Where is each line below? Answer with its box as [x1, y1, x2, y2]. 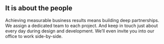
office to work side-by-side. [5, 33, 63, 39]
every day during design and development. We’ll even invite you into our [5, 27, 154, 34]
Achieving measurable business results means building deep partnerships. [5, 17, 159, 23]
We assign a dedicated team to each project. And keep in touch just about [5, 22, 158, 28]
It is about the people [5, 4, 73, 12]
